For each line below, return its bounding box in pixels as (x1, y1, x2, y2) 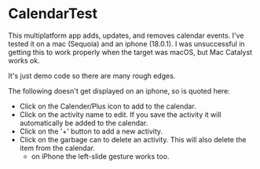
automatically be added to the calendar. (19, 118, 148, 127)
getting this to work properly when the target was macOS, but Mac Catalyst (8, 47, 253, 57)
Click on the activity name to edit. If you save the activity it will (19, 109, 222, 119)
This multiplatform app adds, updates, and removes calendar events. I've (8, 31, 244, 40)
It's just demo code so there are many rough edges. (8, 71, 176, 80)
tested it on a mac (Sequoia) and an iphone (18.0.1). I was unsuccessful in (8, 39, 245, 48)
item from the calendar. (19, 143, 96, 152)
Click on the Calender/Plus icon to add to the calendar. (19, 101, 196, 111)
